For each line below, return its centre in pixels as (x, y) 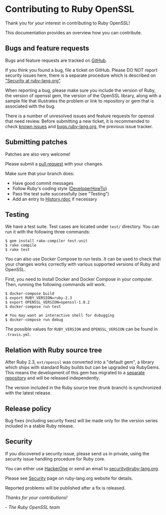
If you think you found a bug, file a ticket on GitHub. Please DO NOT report (81, 70)
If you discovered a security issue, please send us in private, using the (77, 453)
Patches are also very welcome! (38, 154)
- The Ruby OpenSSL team (33, 507)
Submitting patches (36, 142)
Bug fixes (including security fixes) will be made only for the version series (82, 421)
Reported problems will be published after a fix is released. (65, 488)
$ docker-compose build (30, 294)
